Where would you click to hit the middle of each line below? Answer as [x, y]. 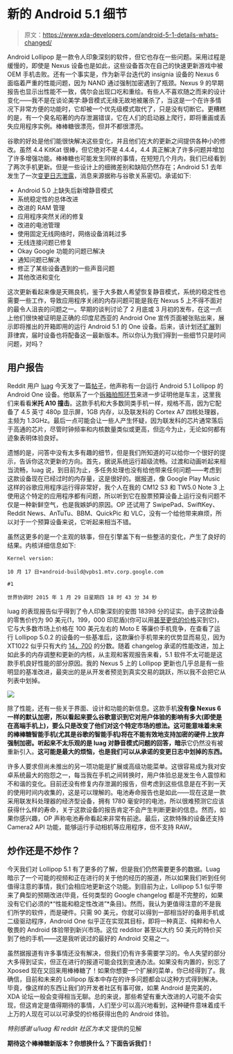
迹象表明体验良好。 [35, 438]
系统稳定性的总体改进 [48, 199]
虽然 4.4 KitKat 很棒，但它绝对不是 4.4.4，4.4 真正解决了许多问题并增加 [122, 149]
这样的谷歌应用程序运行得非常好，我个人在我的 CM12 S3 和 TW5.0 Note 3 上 [116, 487]
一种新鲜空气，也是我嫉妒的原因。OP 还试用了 [85, 504]
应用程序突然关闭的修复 [51, 216]
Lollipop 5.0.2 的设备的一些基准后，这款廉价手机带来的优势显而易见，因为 [120, 637]
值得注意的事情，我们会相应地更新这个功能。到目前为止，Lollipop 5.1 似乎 [112, 886]
